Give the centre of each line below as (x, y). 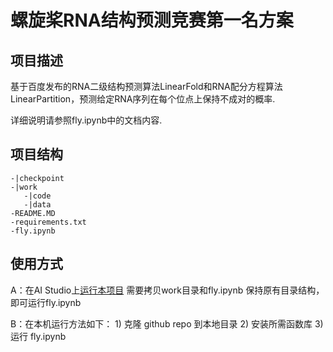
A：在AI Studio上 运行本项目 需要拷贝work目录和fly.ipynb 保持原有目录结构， (167, 290)
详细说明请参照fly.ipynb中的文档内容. (86, 120)
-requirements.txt (48, 222)
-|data (37, 204)
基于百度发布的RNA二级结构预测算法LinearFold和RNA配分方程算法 (146, 86)
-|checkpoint (37, 178)
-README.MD (33, 213)
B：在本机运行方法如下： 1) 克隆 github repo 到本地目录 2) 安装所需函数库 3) (167, 323)
